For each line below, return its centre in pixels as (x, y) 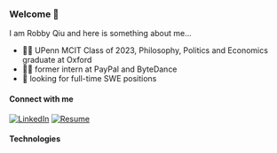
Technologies (35, 139)
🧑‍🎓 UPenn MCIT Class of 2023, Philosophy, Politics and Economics (145, 50)
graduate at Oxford (57, 60)
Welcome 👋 (34, 14)
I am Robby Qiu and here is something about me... (101, 34)
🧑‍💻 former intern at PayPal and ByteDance (99, 69)
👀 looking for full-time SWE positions (89, 79)
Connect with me (41, 99)
